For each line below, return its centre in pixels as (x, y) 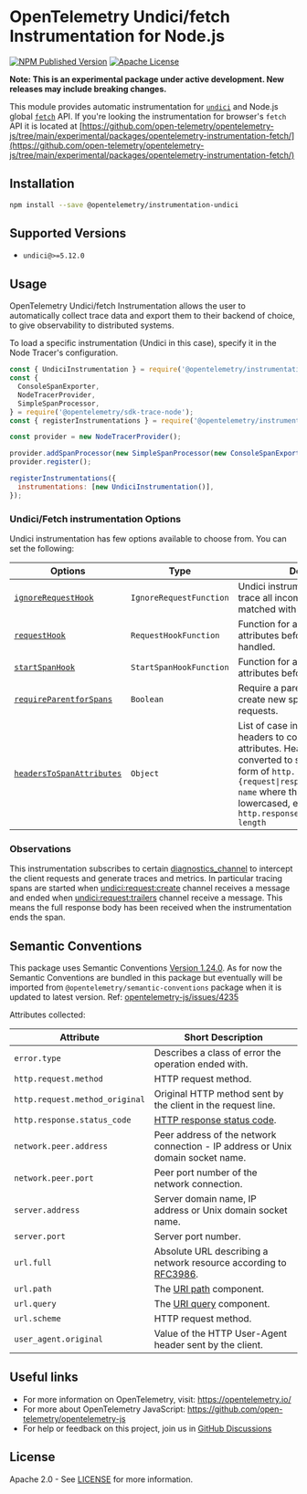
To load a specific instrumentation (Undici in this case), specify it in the (143, 343)
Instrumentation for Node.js (117, 36)
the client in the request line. (215, 1105)
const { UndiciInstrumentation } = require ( (95, 370)
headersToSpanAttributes (68, 773)
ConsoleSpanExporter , (59, 386)
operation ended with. (201, 1064)
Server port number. (197, 1236)
